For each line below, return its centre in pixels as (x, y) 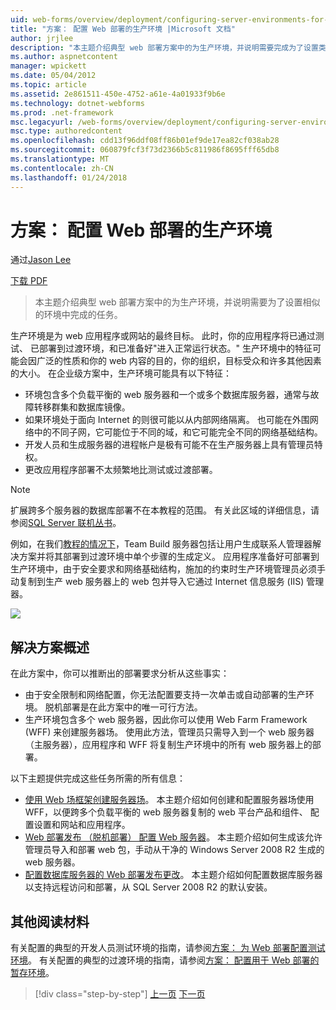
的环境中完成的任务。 (78, 315)
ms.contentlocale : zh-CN (62, 168)
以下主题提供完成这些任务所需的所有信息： (98, 778)
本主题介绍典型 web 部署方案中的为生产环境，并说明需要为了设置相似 (177, 302)
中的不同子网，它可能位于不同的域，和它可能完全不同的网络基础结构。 (178, 432)
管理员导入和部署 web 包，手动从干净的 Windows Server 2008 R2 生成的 (174, 850)
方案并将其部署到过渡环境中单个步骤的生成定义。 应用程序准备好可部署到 (169, 557)
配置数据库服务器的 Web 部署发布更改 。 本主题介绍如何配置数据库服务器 (173, 875)
